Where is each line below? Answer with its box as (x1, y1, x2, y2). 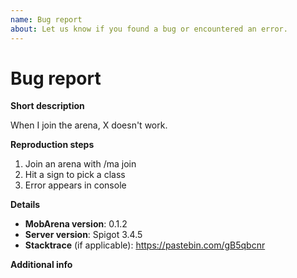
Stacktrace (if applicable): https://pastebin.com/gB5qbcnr (24, 239, 266, 251)
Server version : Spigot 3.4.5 (24, 229, 143, 241)
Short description (10, 100, 85, 112)
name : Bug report (10, 14, 83, 25)
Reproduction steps (10, 139, 95, 151)
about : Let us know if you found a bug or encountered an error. (10, 24, 288, 34)
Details (10, 199, 41, 211)
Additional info (10, 259, 73, 271)
